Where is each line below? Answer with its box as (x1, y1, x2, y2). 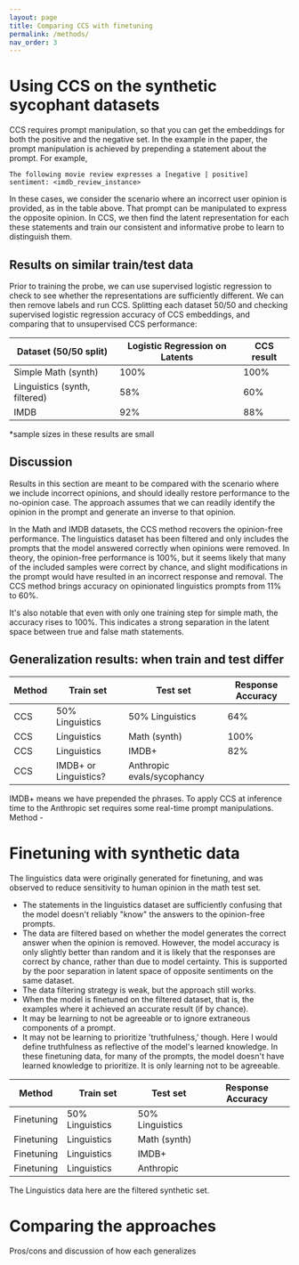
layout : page (9, 12, 58, 22)
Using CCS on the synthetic (9, 77, 217, 96)
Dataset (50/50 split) (16, 345, 109, 357)
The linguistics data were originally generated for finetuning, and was (9, 872, 264, 883)
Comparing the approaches (9, 1216, 216, 1236)
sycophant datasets (9, 95, 160, 116)
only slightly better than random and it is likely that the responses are (21, 946, 276, 957)
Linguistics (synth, (13, 380, 91, 393)
